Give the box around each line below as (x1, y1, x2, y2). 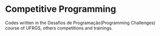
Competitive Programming (5, 3, 116, 15)
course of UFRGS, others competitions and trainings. (5, 25, 113, 31)
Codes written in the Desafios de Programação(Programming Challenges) (5, 20, 156, 26)
